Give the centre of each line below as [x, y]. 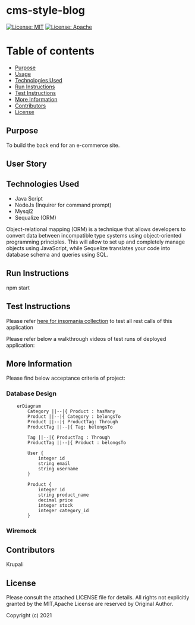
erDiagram [29, 406]
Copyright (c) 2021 [29, 615]
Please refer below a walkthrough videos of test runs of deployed [86, 338]
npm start [18, 288]
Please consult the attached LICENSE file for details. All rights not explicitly [98, 598]
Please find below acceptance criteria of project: [66, 378]
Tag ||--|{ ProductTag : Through [69, 437]
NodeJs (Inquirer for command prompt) [63, 205]
